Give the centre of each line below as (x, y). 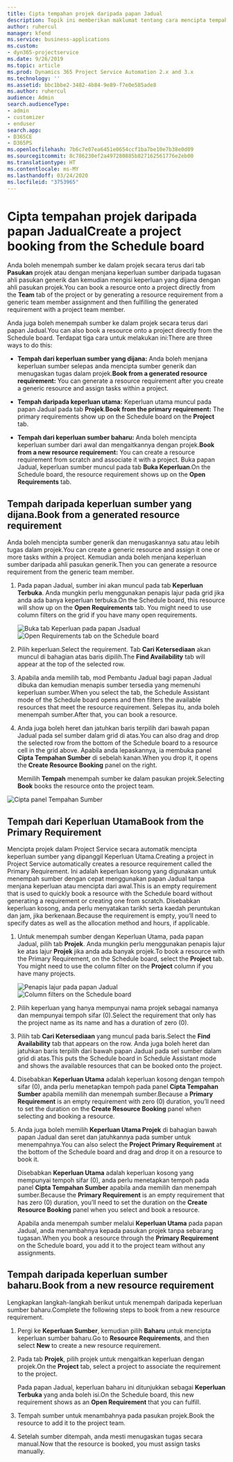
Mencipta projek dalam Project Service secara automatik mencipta (102, 849)
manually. (31, 1451)
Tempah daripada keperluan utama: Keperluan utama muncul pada (114, 402)
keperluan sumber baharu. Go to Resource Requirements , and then (113, 1338)
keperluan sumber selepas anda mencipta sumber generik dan (106, 366)
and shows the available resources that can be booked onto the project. (120, 1065)
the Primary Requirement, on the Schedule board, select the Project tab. (120, 959)
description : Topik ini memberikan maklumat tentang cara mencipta (107, 20)
